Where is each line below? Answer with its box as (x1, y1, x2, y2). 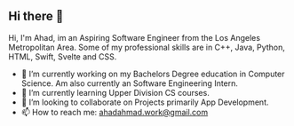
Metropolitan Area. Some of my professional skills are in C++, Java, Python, (8, 42, 285, 52)
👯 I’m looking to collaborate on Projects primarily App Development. (20, 97, 269, 107)
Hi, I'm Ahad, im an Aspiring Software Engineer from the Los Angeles (8, 32, 261, 43)
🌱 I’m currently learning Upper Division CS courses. (20, 87, 210, 98)
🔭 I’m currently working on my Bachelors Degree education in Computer (20, 68, 285, 79)
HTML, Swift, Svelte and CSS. (8, 51, 117, 62)
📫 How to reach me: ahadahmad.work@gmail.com (20, 106, 209, 117)
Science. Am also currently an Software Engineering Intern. (20, 77, 239, 89)
